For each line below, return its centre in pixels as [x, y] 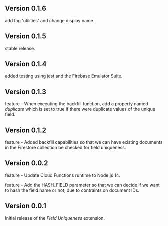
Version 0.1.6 [26, 8]
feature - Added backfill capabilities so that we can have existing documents [84, 142]
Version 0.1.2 [26, 130]
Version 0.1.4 [26, 64]
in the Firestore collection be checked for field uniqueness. [66, 148]
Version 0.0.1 [26, 206]
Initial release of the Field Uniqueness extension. [55, 218]
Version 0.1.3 [26, 91]
